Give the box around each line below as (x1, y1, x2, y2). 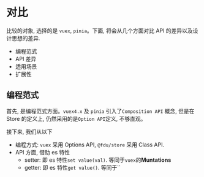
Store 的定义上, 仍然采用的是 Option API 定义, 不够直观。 (6, 115, 146, 122)
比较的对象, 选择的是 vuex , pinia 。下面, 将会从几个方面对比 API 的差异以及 (6, 27, 193, 34)
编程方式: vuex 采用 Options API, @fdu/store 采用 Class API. (15, 141, 164, 148)
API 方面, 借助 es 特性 (15, 148, 70, 156)
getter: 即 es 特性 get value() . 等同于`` (24, 164, 121, 171)
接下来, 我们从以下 (6, 128, 53, 135)
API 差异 (15, 55, 37, 62)
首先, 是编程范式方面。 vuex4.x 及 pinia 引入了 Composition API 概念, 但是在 (6, 107, 195, 115)
